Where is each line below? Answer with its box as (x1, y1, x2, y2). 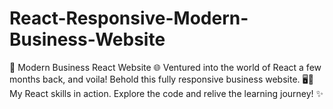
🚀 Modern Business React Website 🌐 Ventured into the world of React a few (9, 61, 322, 73)
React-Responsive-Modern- (9, 7, 249, 30)
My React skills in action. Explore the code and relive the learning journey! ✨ (9, 87, 324, 99)
